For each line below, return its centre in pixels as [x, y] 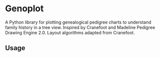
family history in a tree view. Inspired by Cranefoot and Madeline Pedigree [80, 27]
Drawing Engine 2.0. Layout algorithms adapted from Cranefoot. [70, 32]
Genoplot [24, 9]
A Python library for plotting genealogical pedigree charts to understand [78, 22]
